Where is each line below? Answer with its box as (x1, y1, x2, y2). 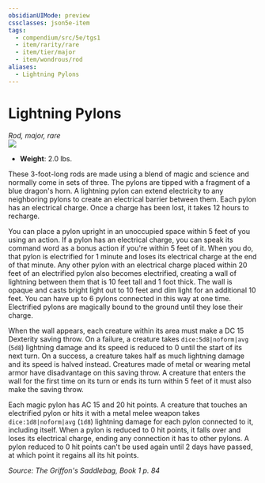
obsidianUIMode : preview (8, 11, 90, 20)
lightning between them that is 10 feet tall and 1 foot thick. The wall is (8, 277, 233, 286)
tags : (8, 26, 26, 34)
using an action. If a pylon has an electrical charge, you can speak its (8, 235, 233, 244)
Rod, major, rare (8, 130, 61, 140)
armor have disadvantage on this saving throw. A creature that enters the (8, 368, 247, 377)
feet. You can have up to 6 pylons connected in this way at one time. (8, 293, 232, 303)
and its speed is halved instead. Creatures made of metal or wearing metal (8, 359, 251, 368)
